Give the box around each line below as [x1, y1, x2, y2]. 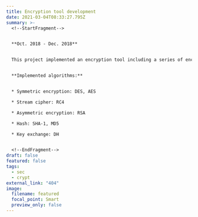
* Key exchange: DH [11, 131, 60, 137]
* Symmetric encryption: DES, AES [11, 89, 96, 95]
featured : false [6, 158, 46, 164]
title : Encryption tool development [6, 8, 96, 15]
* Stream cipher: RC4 [11, 99, 65, 105]
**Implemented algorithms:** [11, 73, 83, 79]
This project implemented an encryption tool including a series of [11, 57, 183, 63]
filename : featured [11, 191, 60, 197]
